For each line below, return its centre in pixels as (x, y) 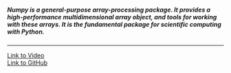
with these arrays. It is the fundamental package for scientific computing (114, 24)
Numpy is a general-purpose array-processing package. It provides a (109, 10)
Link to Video (26, 55)
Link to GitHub (27, 63)
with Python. (26, 32)
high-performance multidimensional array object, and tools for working (112, 17)
